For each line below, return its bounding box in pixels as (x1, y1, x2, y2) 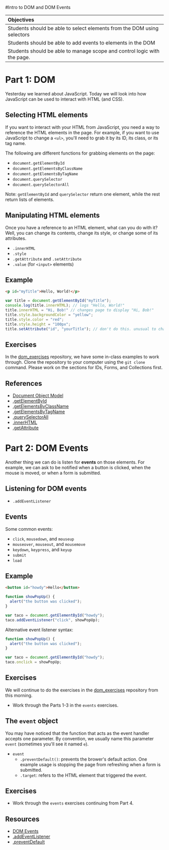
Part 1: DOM (5, 74, 55, 85)
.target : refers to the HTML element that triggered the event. (20, 772, 147, 778)
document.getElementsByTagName (12, 171, 78, 176)
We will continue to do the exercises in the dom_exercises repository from (5, 687, 158, 693)
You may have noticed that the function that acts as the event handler (5, 730, 149, 736)
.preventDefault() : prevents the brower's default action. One (20, 756, 147, 762)
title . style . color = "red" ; (5, 317, 64, 322)
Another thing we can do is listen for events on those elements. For (5, 459, 145, 465)
